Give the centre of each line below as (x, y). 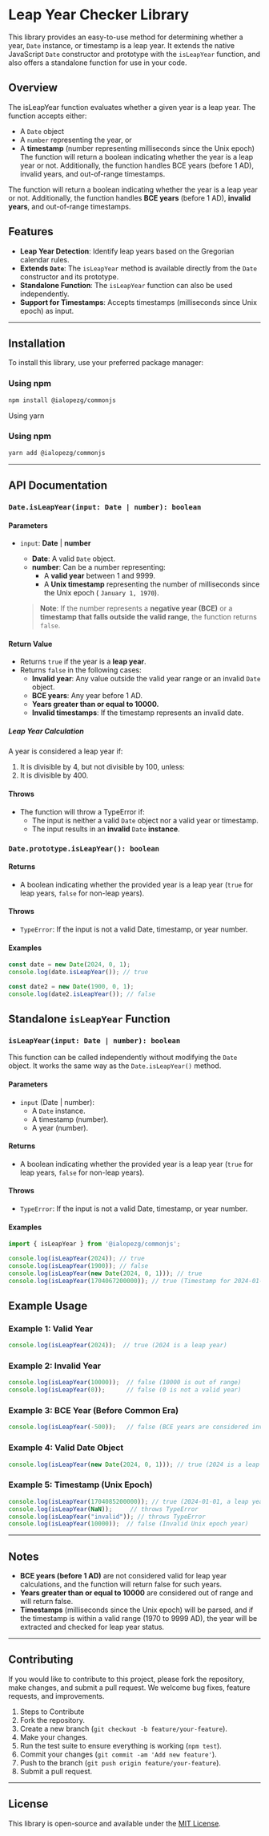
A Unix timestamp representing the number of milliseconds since (152, 584)
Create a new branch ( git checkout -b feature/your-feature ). (124, 1728)
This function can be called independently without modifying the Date (123, 1058)
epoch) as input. (47, 311)
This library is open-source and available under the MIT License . (115, 1823)
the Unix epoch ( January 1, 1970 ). (101, 593)
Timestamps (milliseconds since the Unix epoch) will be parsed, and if (137, 1610)
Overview (33, 88)
